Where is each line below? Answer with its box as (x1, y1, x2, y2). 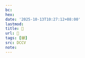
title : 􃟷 (5, 26, 24, 31)
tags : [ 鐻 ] (5, 36, 28, 41)
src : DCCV (5, 40, 26, 45)
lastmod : (5, 21, 24, 27)
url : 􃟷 (5, 31, 19, 36)
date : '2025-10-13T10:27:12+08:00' (5, 17, 81, 22)
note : (5, 45, 17, 50)
